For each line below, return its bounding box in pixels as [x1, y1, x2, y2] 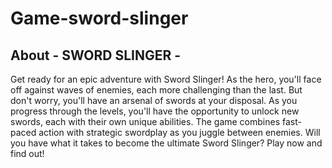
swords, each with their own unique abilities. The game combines [10, 116, 281, 127]
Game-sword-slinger [10, 7, 189, 30]
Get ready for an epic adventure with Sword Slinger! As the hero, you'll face [10, 73, 322, 85]
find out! [10, 148, 45, 159]
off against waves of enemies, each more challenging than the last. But [10, 84, 303, 96]
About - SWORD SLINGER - [10, 47, 182, 64]
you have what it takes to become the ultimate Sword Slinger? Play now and [10, 137, 323, 149]
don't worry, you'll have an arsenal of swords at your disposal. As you [10, 95, 298, 106]
